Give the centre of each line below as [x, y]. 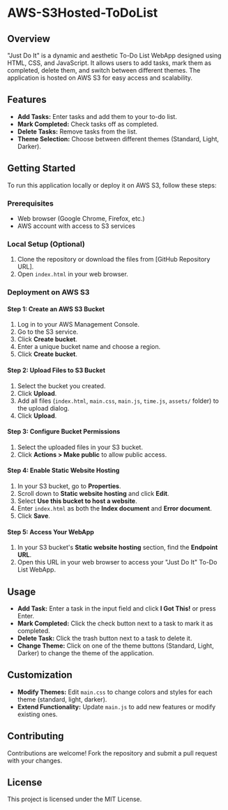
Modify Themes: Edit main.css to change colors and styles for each [115, 692]
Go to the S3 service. [48, 332]
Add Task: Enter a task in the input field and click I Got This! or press [116, 608]
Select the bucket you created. [61, 385]
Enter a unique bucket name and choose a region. [89, 347]
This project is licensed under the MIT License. [75, 800]
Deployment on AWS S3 [48, 292]
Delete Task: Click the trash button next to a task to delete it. [105, 638]
